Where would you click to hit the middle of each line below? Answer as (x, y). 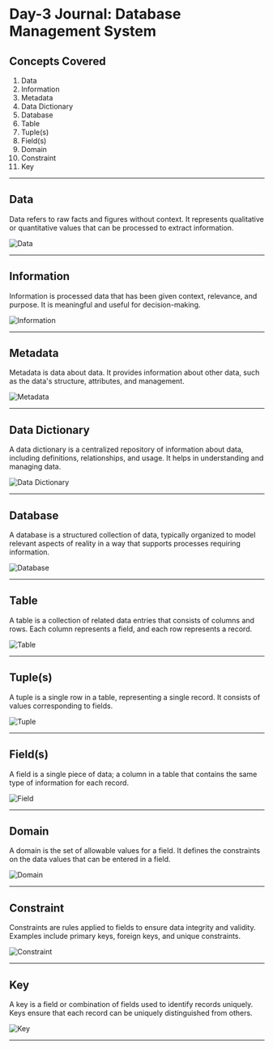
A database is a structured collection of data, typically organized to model (132, 535)
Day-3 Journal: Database (95, 14)
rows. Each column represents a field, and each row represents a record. (131, 629)
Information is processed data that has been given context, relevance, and (133, 295)
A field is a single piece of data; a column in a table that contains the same (133, 774)
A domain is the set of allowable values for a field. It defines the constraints (135, 851)
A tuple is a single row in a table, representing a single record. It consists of (135, 697)
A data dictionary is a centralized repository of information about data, (126, 449)
